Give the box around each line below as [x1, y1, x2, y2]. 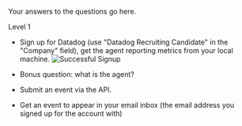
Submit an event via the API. [19, 85, 112, 94]
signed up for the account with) [19, 109, 123, 118]
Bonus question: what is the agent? [19, 70, 134, 78]
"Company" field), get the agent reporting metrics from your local [19, 46, 233, 55]
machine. [19, 55, 51, 63]
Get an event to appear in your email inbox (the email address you [19, 101, 235, 109]
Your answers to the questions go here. [8, 7, 137, 16]
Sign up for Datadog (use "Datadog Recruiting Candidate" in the [19, 37, 229, 47]
